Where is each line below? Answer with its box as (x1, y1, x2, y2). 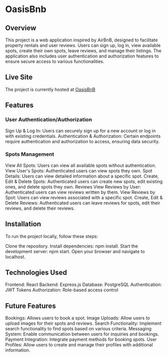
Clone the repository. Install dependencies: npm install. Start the (5, 243, 138, 249)
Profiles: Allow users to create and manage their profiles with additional (5, 342, 153, 348)
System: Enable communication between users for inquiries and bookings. (5, 331, 159, 337)
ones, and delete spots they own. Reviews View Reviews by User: (5, 184, 141, 190)
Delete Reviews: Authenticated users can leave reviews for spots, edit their (5, 200, 160, 206)
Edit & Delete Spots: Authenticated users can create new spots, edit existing (5, 178, 163, 185)
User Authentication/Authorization (5, 116, 92, 123)
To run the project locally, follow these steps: (5, 233, 98, 239)
